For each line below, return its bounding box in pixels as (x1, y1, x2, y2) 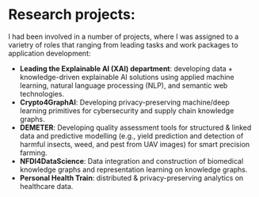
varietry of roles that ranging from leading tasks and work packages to (8, 40, 239, 49)
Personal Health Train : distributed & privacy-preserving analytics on (19, 172, 244, 183)
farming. (19, 148, 48, 157)
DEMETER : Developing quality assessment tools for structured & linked (19, 123, 252, 132)
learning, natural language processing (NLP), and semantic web (19, 81, 228, 90)
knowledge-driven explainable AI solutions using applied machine (19, 72, 235, 81)
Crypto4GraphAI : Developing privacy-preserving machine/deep (19, 97, 230, 107)
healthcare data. (19, 181, 74, 191)
